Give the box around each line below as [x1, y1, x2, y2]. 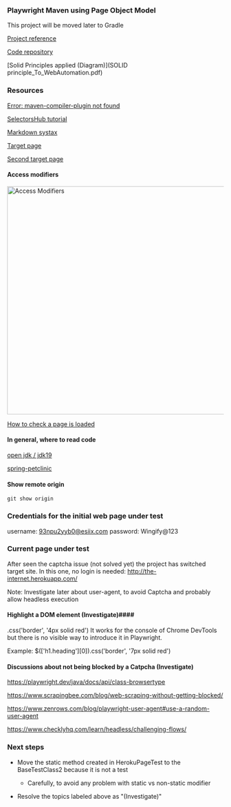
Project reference [7, 34, 57, 43]
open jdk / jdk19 [7, 451, 52, 459]
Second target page [7, 154, 64, 163]
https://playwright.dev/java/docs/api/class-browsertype [7, 678, 166, 687]
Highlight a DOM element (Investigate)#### [7, 611, 135, 619]
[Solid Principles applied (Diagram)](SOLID [7, 61, 129, 70]
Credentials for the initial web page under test [7, 512, 164, 521]
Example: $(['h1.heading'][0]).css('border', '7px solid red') [7, 647, 171, 655]
